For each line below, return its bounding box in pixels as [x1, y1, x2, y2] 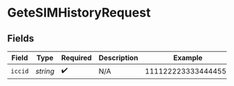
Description [98, 53, 139, 62]
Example [173, 53, 203, 62]
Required [61, 53, 92, 62]
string [35, 66, 54, 76]
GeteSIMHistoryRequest [7, 5, 151, 21]
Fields [7, 33, 35, 44]
